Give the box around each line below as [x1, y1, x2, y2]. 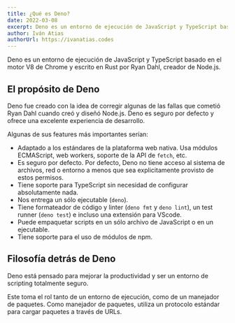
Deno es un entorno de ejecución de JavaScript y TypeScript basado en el [7, 55, 222, 64]
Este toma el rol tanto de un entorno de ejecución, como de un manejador [7, 292, 220, 301]
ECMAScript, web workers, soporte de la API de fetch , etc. [17, 151, 187, 159]
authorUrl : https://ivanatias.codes [7, 36, 114, 43]
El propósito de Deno [7, 83, 100, 95]
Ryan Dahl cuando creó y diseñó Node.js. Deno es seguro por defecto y [7, 109, 215, 117]
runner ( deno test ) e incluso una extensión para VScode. [17, 210, 182, 219]
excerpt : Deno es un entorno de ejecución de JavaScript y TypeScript [7, 23, 218, 30]
